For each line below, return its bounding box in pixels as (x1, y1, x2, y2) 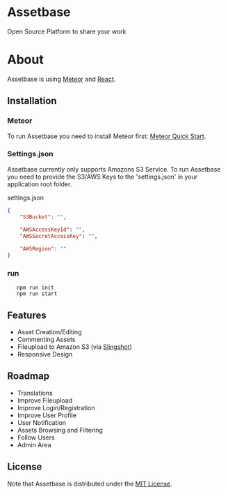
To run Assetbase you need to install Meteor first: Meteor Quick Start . (7, 132, 206, 140)
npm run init (16, 284, 54, 292)
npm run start (16, 290, 58, 297)
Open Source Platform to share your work (7, 27, 127, 36)
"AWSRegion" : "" (19, 246, 67, 253)
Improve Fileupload (17, 396, 73, 405)
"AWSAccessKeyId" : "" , (19, 226, 85, 234)
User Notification (17, 418, 67, 426)
